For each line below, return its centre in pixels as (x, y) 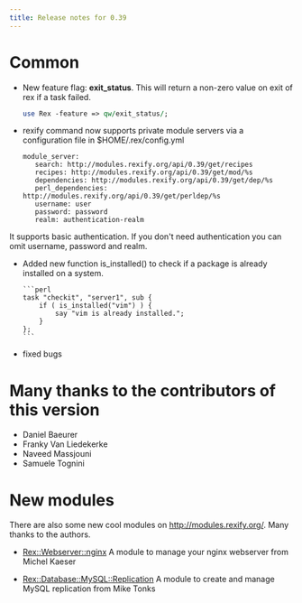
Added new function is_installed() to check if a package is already (145, 264)
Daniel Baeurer (50, 435)
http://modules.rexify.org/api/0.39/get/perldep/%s (121, 196)
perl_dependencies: (71, 189)
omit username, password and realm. (78, 246)
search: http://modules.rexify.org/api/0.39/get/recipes (144, 165)
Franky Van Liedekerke (65, 444)
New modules (62, 500)
